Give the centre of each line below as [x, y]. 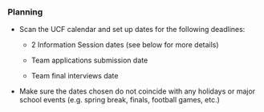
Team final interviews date [75, 76]
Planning [25, 12]
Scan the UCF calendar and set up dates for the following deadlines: [132, 30]
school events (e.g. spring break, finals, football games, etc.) [119, 100]
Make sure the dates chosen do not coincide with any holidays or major [137, 91]
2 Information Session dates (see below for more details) [125, 45]
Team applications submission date [89, 60]
